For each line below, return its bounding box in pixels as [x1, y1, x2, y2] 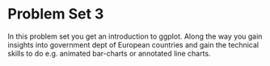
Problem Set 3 [7, 5, 104, 23]
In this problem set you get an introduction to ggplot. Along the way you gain [7, 31, 263, 41]
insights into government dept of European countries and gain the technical [7, 39, 259, 49]
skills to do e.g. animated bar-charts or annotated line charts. [7, 48, 211, 58]
